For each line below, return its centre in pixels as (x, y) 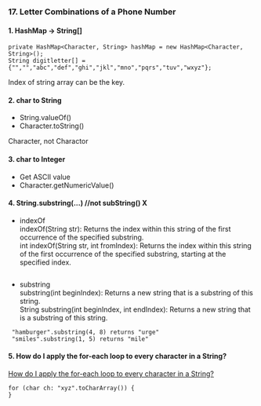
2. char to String (35, 100)
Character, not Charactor (48, 141)
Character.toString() (52, 126)
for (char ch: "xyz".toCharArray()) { (71, 388)
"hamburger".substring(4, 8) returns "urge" (85, 332)
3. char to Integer (37, 159)
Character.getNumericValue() (67, 185)
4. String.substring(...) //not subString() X (78, 203)
